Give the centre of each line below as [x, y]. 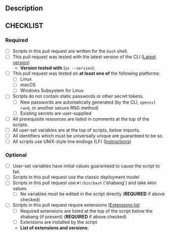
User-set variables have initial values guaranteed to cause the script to [86, 166]
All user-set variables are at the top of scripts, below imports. [76, 130]
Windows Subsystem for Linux [52, 90]
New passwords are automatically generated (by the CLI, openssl [88, 102]
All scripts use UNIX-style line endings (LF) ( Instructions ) [72, 141]
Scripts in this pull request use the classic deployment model [76, 177]
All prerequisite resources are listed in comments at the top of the [81, 119]
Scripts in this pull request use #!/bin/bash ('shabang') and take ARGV [84, 183]
